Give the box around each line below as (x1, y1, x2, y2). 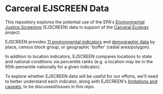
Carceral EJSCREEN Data (5, 3, 109, 14)
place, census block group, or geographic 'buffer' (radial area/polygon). (5, 44, 151, 50)
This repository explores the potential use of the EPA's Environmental (5, 19, 145, 25)
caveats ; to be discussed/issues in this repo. (5, 83, 95, 89)
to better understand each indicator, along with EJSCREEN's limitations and (5, 78, 158, 84)
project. (5, 29, 21, 35)
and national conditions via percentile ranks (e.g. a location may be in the (5, 58, 153, 64)
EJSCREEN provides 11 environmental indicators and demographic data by (5, 38, 156, 44)
